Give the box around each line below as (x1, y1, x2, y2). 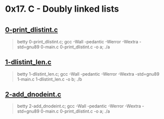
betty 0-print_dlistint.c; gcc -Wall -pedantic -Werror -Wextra (17, 39, 139, 44)
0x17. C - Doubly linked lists (5, 3, 119, 15)
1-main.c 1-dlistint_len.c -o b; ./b (17, 76, 82, 82)
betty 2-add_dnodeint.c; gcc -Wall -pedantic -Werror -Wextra (17, 103, 141, 109)
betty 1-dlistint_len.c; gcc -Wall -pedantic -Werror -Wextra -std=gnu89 (17, 71, 160, 77)
